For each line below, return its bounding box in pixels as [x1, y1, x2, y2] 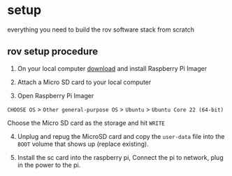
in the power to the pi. [17, 161, 81, 169]
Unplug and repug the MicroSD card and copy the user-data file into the [17, 132, 225, 140]
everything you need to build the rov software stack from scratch [7, 25, 194, 34]
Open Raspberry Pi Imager [17, 91, 94, 100]
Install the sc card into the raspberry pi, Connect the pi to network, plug [17, 153, 224, 161]
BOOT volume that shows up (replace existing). [17, 140, 149, 148]
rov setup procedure [7, 46, 99, 57]
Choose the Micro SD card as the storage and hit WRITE [7, 119, 166, 127]
